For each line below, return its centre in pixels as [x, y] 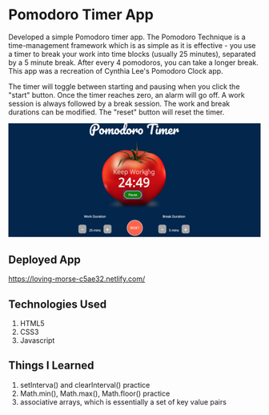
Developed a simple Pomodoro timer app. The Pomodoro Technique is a [127, 37]
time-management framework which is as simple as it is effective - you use [132, 45]
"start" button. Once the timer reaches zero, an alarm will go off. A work [127, 95]
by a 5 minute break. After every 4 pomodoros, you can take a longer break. [133, 62]
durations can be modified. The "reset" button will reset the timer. [116, 112]
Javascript [37, 340]
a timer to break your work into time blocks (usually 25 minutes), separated [132, 54]
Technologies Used [57, 304]
